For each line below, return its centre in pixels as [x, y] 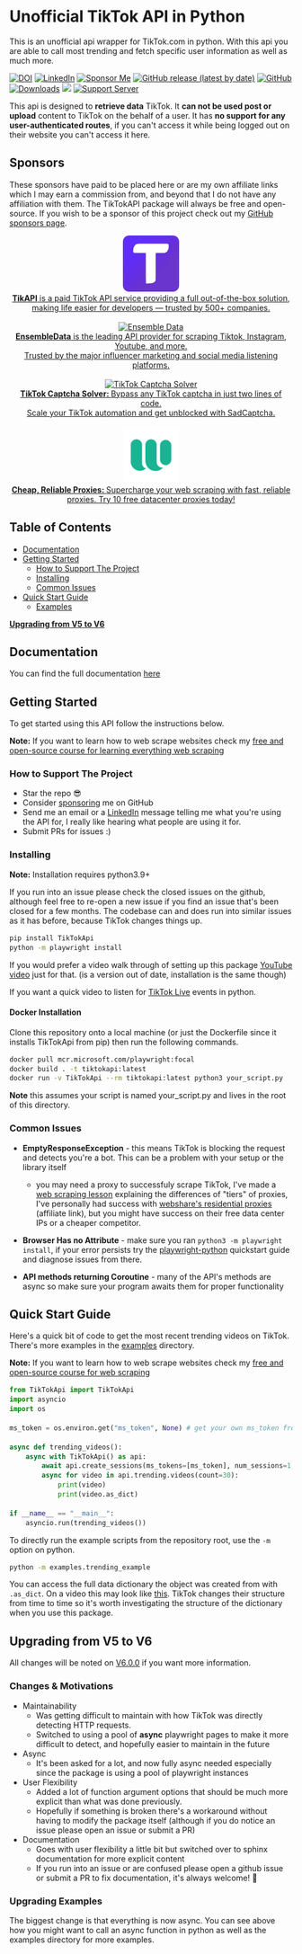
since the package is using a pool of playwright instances [142, 1772]
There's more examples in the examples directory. [102, 1346]
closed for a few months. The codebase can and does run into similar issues [151, 910]
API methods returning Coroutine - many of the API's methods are [147, 1276]
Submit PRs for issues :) [67, 831]
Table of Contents [61, 528]
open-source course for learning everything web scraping [117, 751]
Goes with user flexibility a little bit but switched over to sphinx [151, 1849]
